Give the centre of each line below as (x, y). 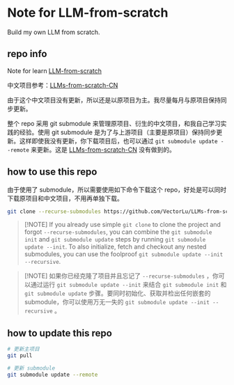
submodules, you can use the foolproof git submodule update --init (124, 254)
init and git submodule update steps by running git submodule (115, 239)
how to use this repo (52, 172)
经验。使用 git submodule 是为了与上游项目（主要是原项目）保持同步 (118, 132)
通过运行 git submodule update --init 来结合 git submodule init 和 (128, 285)
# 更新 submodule (31, 368)
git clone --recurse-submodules (54, 211)
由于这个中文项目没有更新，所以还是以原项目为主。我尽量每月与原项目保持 (114, 100)
